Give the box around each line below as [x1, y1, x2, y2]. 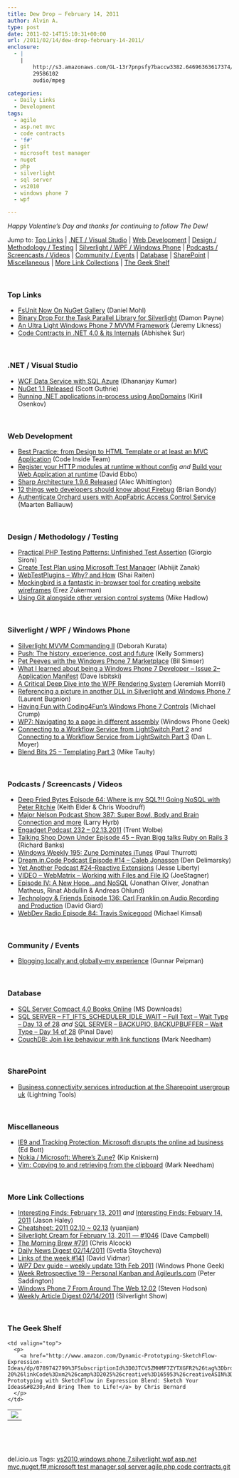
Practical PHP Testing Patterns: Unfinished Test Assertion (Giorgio [17, 548, 212, 557]
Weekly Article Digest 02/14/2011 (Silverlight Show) [17, 1292, 169, 1300]
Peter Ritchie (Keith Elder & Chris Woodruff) [17, 803, 146, 811]
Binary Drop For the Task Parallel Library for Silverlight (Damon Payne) [17, 314, 224, 322]
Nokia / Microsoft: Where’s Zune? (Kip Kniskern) [17, 1153, 159, 1162]
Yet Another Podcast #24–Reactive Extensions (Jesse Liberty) [17, 863, 201, 872]
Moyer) [17, 739, 39, 749]
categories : [7, 90, 43, 97]
